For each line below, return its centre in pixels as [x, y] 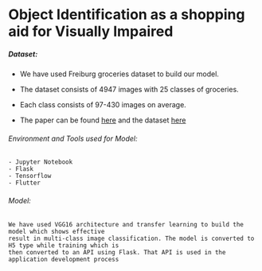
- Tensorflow [30, 176]
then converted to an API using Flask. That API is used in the [117, 252]
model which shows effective [57, 231]
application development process [64, 259]
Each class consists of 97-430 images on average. [103, 105]
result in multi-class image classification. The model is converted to [131, 238]
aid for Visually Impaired [91, 31]
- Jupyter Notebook [41, 162]
